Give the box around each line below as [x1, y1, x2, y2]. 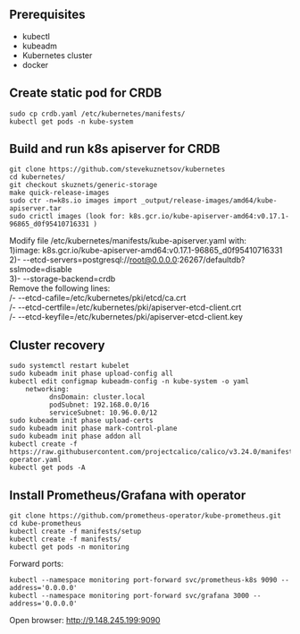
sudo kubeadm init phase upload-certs [9, 416, 154, 425]
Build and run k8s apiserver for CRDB [9, 141, 221, 157]
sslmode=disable [9, 264, 73, 275]
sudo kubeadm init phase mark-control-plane [9, 424, 178, 433]
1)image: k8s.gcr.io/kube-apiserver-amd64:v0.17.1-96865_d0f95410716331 [9, 245, 283, 256]
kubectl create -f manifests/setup [9, 527, 142, 536]
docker [21, 59, 49, 70]
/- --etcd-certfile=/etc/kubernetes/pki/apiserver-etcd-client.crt [9, 302, 242, 313]
